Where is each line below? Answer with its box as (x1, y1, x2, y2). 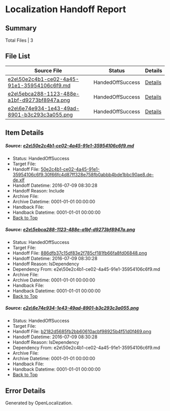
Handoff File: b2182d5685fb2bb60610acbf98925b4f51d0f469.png (12, 329, 152, 335)
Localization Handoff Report (5, 4, 126, 15)
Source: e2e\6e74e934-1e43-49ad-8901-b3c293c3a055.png (5, 305, 139, 311)
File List (5, 52, 30, 60)
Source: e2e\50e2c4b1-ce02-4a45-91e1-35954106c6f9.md (5, 142, 134, 148)
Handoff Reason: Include (12, 188, 65, 194)
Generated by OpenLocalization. (5, 400, 73, 406)
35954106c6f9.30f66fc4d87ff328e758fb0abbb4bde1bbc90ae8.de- (12, 172, 154, 178)
